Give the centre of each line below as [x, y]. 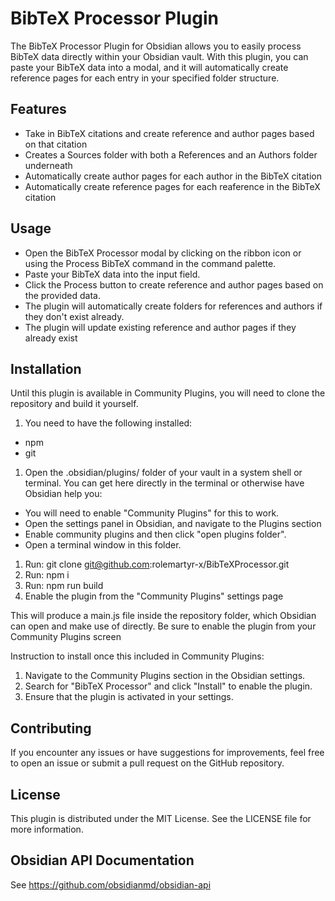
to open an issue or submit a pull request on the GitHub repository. [147, 763]
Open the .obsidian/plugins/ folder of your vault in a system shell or [163, 473]
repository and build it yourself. [74, 404]
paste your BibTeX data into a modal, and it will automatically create [149, 67]
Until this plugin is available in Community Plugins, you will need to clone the [168, 393]
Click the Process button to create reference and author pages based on [174, 284]
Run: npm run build [64, 586]
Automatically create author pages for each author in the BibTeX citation [173, 176]
